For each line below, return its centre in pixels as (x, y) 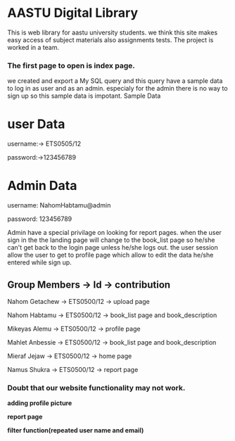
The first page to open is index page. (71, 65)
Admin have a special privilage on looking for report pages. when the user (114, 233)
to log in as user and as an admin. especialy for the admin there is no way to (118, 89)
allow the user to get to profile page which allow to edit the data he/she (110, 255)
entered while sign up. (39, 262)
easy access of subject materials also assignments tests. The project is (110, 39)
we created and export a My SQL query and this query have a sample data (115, 81)
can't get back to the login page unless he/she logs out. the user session (113, 248)
